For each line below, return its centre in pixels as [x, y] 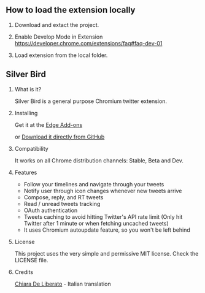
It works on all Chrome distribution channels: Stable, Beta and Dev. [99, 160]
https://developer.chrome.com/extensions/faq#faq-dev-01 [88, 43]
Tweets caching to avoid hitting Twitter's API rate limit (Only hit [103, 216]
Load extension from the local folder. [61, 55]
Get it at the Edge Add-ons [48, 124]
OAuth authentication [51, 210]
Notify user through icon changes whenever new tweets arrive [103, 191]
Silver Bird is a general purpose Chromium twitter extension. [91, 101]
